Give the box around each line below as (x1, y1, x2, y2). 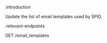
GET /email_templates (5, 33, 50, 38)
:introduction (5, 4, 31, 10)
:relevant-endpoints (5, 23, 45, 29)
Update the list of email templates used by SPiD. (5, 14, 103, 19)
